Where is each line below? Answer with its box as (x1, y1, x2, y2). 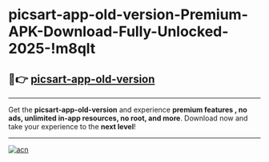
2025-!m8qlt (8, 40, 96, 57)
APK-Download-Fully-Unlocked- (8, 22, 229, 41)
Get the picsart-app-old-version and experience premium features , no (8, 105, 248, 114)
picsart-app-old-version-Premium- (8, 6, 248, 24)
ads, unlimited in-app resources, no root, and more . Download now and (8, 113, 248, 123)
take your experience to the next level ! (8, 122, 136, 131)
